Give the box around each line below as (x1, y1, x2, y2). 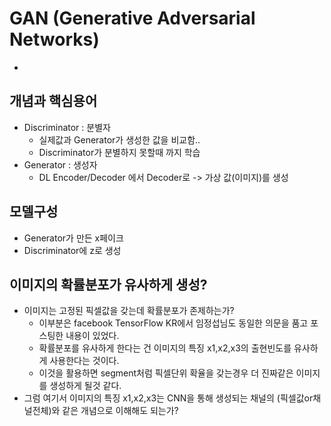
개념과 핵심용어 (9, 93, 98, 110)
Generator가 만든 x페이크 (23, 232, 124, 244)
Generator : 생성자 (23, 158, 98, 171)
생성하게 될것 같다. (49, 380, 122, 392)
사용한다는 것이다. (49, 355, 120, 367)
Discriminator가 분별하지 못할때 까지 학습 (38, 146, 201, 158)
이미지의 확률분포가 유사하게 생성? (9, 276, 208, 293)
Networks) (9, 28, 100, 51)
